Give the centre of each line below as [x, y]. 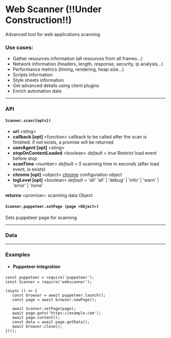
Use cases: [19, 47]
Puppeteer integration [36, 267]
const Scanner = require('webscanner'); [49, 282]
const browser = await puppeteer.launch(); [59, 295]
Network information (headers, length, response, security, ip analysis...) [88, 64]
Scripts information [33, 75]
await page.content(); [36, 317]
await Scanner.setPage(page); [44, 308]
